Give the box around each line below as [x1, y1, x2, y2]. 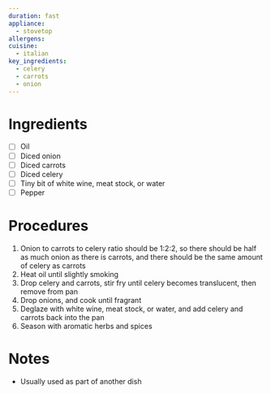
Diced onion [19, 151, 61, 161]
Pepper [19, 188, 45, 197]
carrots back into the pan [19, 312, 105, 322]
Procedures [8, 217, 89, 235]
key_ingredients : [8, 58, 67, 66]
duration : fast [8, 11, 60, 20]
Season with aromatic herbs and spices [19, 321, 153, 331]
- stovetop [15, 27, 53, 35]
